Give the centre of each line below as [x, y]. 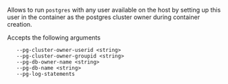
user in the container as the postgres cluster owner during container [104, 17]
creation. [20, 24]
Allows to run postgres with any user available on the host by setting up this [114, 10]
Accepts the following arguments [54, 38]
